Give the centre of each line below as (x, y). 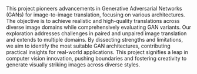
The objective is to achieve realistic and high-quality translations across (93, 21)
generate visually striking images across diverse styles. (73, 65)
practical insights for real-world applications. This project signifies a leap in (97, 52)
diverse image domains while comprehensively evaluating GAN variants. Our (99, 27)
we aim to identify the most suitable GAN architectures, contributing (88, 46)
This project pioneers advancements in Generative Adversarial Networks (94, 9)
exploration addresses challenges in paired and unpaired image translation (96, 33)
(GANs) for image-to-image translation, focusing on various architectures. (96, 15)
